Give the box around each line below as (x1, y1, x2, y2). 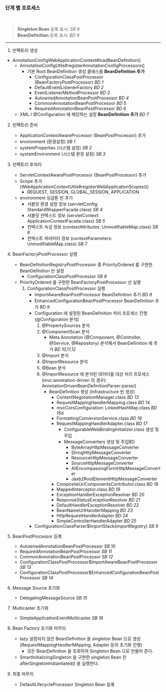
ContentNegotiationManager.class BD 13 (56, 394, 139, 400)
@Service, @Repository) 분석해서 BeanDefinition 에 (49, 340, 153, 346)
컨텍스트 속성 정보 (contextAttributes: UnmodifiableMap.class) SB (27, 224, 159, 230)
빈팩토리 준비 (12, 122, 38, 128)
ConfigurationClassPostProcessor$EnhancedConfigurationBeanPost (19, 570, 159, 576)
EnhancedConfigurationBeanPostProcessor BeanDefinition (34, 298, 154, 304)
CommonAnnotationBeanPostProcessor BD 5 (34, 100, 126, 106)
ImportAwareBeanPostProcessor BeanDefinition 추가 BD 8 (34, 292, 152, 298)
